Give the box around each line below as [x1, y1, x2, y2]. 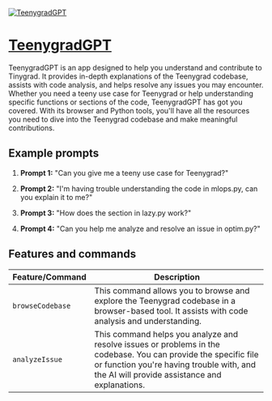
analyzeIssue [12, 355, 63, 364]
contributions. [8, 122, 55, 133]
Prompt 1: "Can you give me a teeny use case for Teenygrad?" [19, 168, 229, 177]
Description [153, 271, 201, 283]
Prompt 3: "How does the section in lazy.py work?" [19, 207, 192, 218]
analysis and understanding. [94, 315, 202, 326]
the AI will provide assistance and [94, 369, 222, 380]
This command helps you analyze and [94, 328, 239, 339]
